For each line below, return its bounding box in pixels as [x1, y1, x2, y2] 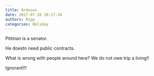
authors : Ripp [5, 17, 35, 22]
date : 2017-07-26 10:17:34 [5, 12, 62, 17]
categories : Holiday [5, 21, 49, 27]
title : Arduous [5, 7, 37, 13]
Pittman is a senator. [5, 35, 48, 42]
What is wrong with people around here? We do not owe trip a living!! [5, 55, 149, 61]
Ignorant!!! [5, 65, 27, 71]
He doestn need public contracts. [5, 45, 75, 51]
